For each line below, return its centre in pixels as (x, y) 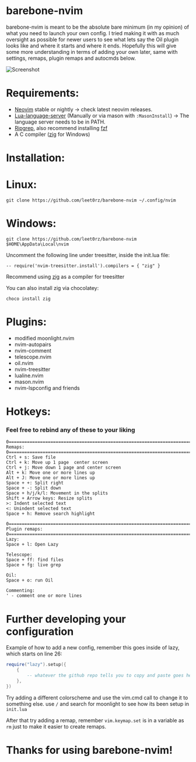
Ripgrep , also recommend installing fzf (61, 128)
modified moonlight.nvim (44, 338)
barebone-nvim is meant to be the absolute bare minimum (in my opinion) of (98, 27)
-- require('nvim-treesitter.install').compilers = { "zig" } (83, 266)
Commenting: (20, 591)
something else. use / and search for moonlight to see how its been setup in (98, 703)
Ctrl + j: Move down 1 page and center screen (64, 468)
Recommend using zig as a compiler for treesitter (65, 276)
